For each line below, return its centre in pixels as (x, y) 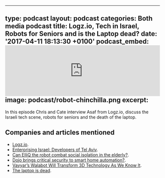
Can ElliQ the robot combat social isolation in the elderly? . (70, 154)
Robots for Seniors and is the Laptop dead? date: (81, 34)
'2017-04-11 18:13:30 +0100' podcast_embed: (77, 41)
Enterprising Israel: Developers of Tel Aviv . (55, 150)
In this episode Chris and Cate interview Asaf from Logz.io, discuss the (77, 112)
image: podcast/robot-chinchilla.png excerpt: (77, 100)
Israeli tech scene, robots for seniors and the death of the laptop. (71, 117)
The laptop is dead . (32, 170)
